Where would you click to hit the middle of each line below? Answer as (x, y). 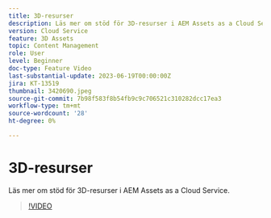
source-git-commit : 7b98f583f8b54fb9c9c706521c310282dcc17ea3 (115, 99)
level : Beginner (35, 61)
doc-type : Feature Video (50, 69)
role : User (27, 53)
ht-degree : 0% (32, 121)
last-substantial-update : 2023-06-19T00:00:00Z (90, 76)
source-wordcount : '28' (48, 114)
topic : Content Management (54, 46)
